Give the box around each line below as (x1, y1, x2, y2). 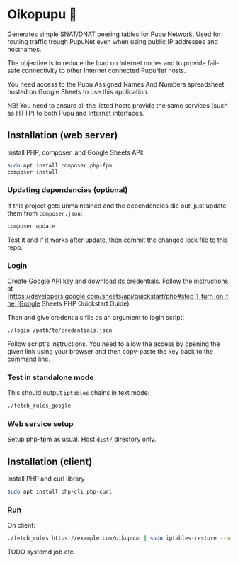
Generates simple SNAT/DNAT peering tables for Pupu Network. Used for (7, 30, 222, 38)
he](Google (7, 299, 40, 308)
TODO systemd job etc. (7, 547, 76, 556)
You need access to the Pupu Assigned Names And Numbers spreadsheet (7, 79, 225, 88)
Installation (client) (7, 455, 93, 467)
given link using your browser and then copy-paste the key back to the (7, 347, 214, 355)
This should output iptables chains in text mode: (7, 389, 150, 397)
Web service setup (7, 418, 74, 428)
